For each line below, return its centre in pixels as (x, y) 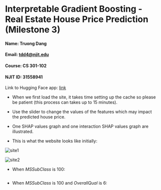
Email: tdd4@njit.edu (27, 55)
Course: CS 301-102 (26, 66)
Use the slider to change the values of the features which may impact (82, 112)
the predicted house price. (39, 117)
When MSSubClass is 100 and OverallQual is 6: (60, 183)
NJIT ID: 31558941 (24, 77)
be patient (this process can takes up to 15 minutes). (65, 102)
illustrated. (23, 132)
